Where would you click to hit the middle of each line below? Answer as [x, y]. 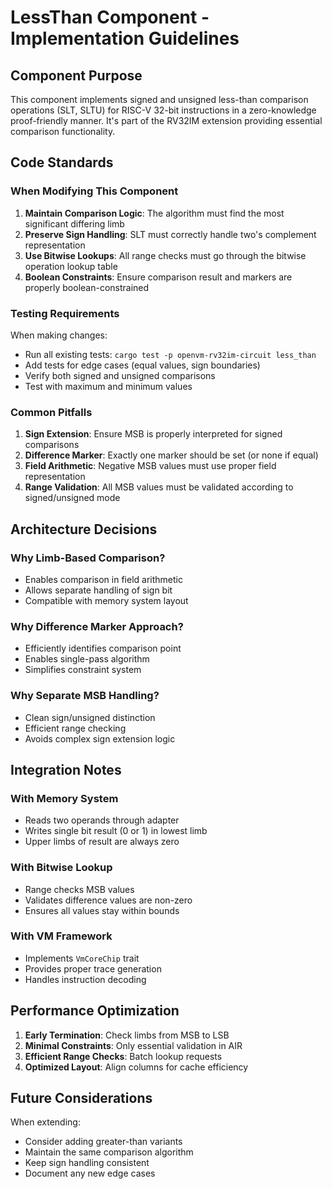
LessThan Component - [110, 17]
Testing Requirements [65, 313]
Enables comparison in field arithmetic [103, 579]
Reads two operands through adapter [102, 820]
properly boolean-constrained [87, 287]
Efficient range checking [75, 728]
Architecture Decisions [84, 529]
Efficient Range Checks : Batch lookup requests [123, 1056]
